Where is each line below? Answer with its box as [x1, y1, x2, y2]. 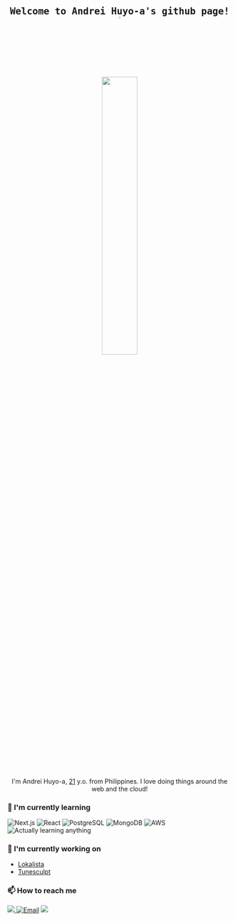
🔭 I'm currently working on [7, 844, 101, 854]
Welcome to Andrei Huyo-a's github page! [9, 6, 230, 17]
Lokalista [17, 860, 45, 868]
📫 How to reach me [7, 886, 77, 896]
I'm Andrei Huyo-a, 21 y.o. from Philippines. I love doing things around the [11, 776, 228, 786]
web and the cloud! [91, 784, 148, 793]
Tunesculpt [17, 868, 51, 876]
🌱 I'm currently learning [7, 802, 91, 812]
